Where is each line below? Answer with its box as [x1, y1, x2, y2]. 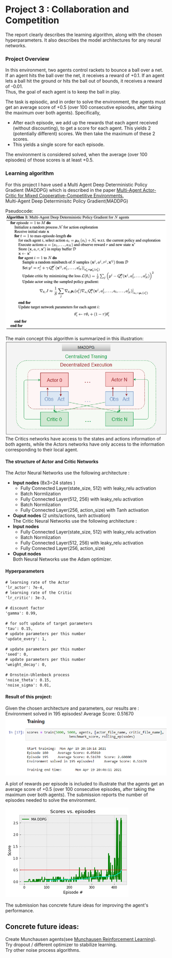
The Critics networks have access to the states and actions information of [5, 436, 161, 441]
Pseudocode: [5, 208, 33, 214]
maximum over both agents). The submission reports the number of [5, 791, 148, 798]
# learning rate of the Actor [5, 580, 70, 585]
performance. [5, 907, 34, 913]
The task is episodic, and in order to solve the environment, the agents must [5, 99, 166, 105]
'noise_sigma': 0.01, [5, 683, 52, 688]
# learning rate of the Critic [5, 590, 72, 596]
